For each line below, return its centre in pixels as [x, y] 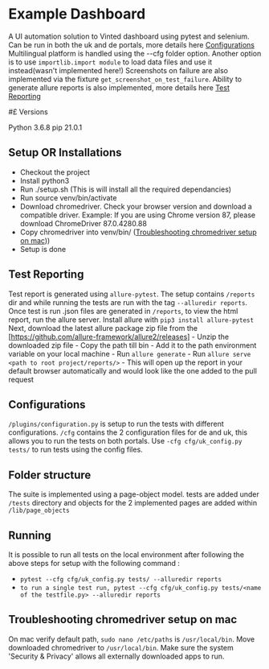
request [21, 379]
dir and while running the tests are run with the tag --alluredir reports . [128, 302]
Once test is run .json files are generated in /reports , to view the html [123, 311]
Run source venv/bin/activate [68, 197]
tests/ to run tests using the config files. [75, 450]
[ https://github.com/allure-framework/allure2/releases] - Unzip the [119, 337]
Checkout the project [55, 172]
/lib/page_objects [39, 511]
